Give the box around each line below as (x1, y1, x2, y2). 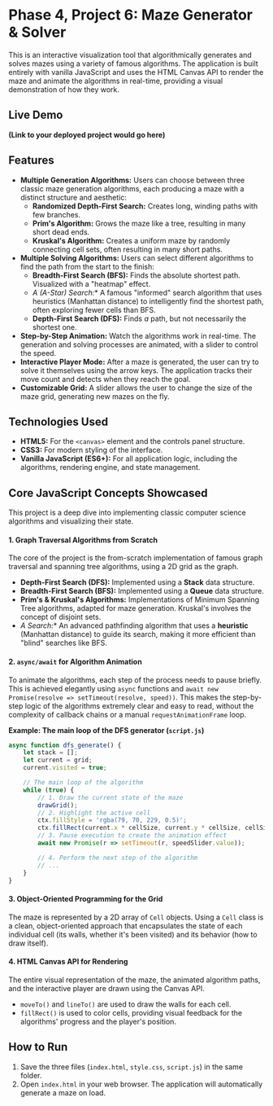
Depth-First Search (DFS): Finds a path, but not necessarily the (32, 314, 246, 323)
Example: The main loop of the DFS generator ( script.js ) (8, 725, 205, 735)
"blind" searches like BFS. (19, 638, 108, 648)
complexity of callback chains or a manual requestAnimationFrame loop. (8, 709, 247, 719)
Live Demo (8, 108, 63, 122)
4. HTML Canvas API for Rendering (8, 957, 128, 967)
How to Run (8, 1040, 68, 1054)
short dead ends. (32, 226, 90, 237)
